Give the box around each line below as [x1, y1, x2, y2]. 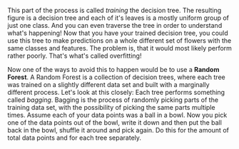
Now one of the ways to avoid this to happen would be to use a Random [7, 66, 220, 73]
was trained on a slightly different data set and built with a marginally [7, 81, 210, 88]
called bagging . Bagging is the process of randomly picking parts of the [7, 96, 219, 104]
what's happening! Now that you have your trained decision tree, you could [7, 29, 228, 37]
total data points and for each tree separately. [7, 133, 141, 142]
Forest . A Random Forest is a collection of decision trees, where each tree [7, 73, 226, 81]
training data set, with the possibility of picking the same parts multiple [7, 103, 215, 111]
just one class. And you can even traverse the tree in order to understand [7, 21, 223, 29]
